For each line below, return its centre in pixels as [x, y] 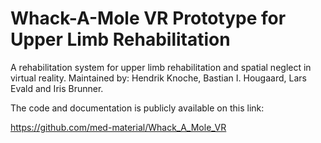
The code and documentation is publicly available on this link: [137, 108]
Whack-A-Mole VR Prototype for [148, 18]
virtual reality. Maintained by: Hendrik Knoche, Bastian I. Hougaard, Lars [158, 78]
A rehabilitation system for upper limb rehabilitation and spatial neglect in [161, 67]
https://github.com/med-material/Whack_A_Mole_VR [118, 127]
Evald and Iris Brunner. [57, 88]
